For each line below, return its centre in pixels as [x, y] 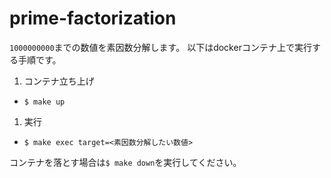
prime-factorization [93, 18]
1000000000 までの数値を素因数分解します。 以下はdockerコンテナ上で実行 [160, 47]
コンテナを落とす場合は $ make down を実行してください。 [125, 162]
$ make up [44, 102]
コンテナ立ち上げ [59, 81]
